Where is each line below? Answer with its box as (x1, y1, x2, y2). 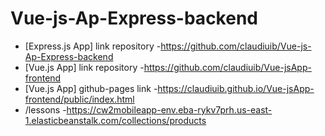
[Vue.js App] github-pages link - (24, 82, 158, 94)
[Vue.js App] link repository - (24, 61, 145, 73)
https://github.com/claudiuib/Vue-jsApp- (143, 61, 312, 73)
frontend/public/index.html (24, 93, 135, 105)
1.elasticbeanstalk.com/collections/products (24, 114, 207, 126)
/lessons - (24, 103, 67, 116)
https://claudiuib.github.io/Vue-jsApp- (157, 82, 315, 94)
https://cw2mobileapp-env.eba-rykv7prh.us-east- (66, 103, 273, 116)
